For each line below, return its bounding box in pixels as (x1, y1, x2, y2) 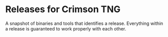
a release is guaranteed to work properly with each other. (5, 25, 127, 31)
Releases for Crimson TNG (5, 4, 121, 15)
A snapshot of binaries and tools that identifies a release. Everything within (5, 20, 163, 26)
